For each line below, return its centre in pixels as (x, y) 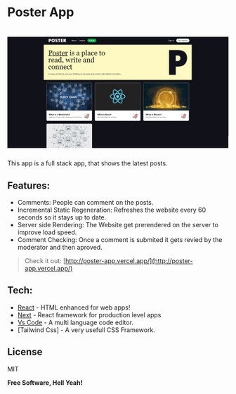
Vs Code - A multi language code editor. (75, 322)
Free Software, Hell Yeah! (45, 382)
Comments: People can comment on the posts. (85, 202)
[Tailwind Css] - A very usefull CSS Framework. (86, 330)
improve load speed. (47, 232)
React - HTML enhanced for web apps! (74, 307)
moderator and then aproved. (60, 247)
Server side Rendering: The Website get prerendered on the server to (118, 224)
